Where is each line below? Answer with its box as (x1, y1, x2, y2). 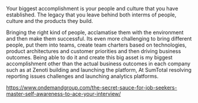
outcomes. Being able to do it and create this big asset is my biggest (6, 54, 173, 61)
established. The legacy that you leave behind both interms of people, (6, 11, 177, 18)
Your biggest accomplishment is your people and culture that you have (6, 5, 178, 12)
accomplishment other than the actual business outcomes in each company (6, 60, 191, 67)
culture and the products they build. (6, 18, 93, 24)
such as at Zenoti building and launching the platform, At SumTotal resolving (6, 67, 192, 73)
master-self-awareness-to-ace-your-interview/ (6, 91, 121, 97)
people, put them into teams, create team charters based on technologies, (6, 41, 187, 48)
